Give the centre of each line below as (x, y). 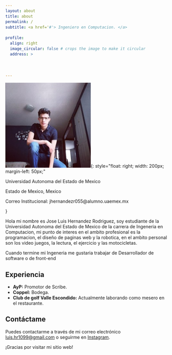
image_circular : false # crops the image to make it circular (78, 49)
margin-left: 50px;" (25, 171)
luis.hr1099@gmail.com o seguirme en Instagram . (58, 337)
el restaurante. (28, 303)
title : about (19, 16)
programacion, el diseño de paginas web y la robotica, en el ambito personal (86, 238)
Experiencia (25, 274)
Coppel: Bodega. (31, 292)
